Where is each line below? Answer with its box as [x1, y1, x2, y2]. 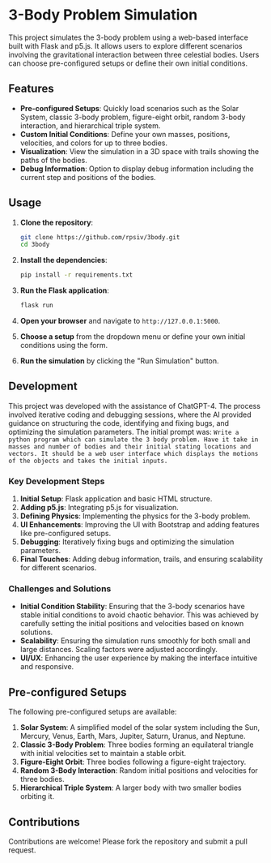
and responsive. [19, 662, 74, 672]
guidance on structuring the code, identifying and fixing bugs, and [8, 418, 229, 427]
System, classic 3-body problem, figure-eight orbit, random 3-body [19, 112, 246, 122]
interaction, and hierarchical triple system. [19, 120, 161, 131]
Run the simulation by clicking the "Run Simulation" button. [19, 356, 220, 366]
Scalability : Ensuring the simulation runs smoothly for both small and [19, 636, 251, 646]
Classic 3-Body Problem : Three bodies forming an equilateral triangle [19, 740, 254, 749]
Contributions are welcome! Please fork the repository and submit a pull [8, 837, 248, 847]
